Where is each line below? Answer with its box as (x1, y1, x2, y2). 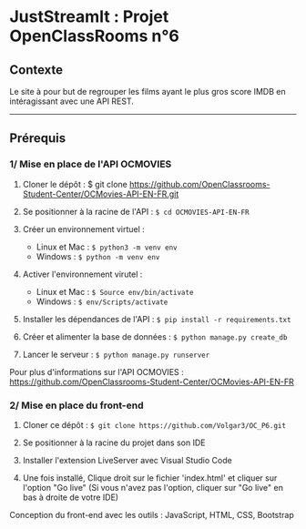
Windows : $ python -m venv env (36, 250, 160, 261)
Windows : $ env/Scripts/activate (36, 296, 168, 307)
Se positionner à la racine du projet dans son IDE (22, 437, 206, 448)
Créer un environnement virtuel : (22, 223, 146, 234)
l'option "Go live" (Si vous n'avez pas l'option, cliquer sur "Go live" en (22, 482, 284, 493)
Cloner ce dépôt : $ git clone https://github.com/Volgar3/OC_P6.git (22, 419, 287, 430)
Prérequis (9, 130, 66, 147)
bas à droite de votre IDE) (22, 492, 119, 503)
